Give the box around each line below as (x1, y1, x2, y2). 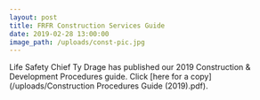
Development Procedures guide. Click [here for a (9, 72, 189, 82)
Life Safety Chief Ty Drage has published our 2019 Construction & (9, 62, 251, 73)
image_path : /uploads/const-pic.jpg (9, 37, 145, 47)
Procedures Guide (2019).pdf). (96, 81, 208, 91)
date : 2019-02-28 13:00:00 (9, 29, 110, 38)
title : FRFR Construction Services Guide (9, 21, 166, 30)
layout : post (9, 12, 58, 22)
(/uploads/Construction (9, 81, 95, 91)
